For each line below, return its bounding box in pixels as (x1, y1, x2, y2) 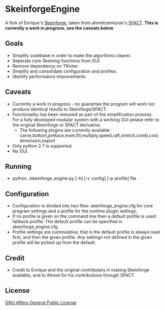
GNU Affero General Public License (5, 300, 77, 306)
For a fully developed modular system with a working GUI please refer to (12, 116, 160, 122)
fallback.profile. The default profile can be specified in (12, 219, 123, 225)
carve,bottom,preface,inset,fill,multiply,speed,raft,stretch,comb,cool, (19, 132, 159, 138)
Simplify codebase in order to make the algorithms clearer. (12, 52, 132, 58)
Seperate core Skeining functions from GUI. (12, 58, 101, 64)
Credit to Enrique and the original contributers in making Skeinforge (12, 267, 149, 272)
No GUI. (12, 148, 29, 154)
